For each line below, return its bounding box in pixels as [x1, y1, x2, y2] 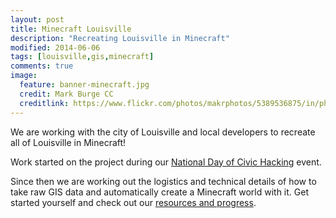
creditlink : [19, 98, 70, 108]
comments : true [10, 61, 74, 71]
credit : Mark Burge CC [19, 89, 114, 99]
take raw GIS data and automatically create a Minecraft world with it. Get [10, 186, 309, 198]
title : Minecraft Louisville [10, 24, 132, 34]
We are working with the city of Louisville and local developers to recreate [10, 126, 316, 138]
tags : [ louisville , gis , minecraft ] [10, 52, 155, 62]
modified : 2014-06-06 [10, 42, 101, 53]
